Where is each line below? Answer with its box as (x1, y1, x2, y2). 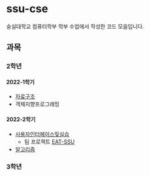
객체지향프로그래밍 (15, 100, 60, 108)
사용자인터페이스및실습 (15, 130, 70, 138)
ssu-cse (6, 2, 49, 16)
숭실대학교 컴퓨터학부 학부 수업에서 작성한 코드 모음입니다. (6, 23, 145, 30)
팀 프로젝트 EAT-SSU (24, 138, 75, 145)
